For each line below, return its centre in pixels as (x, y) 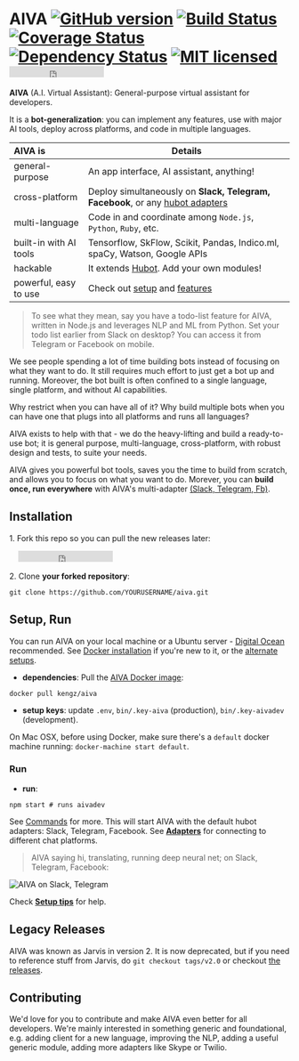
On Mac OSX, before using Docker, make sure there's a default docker (139, 737)
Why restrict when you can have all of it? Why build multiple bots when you (147, 407)
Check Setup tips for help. (58, 901)
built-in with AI (45, 242)
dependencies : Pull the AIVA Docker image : (103, 677)
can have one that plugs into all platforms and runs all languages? (129, 416)
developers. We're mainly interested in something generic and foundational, (148, 1029)
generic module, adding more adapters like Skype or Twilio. (118, 1048)
